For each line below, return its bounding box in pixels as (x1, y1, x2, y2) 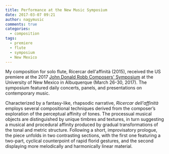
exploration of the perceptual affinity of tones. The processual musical (5, 111, 152, 117)
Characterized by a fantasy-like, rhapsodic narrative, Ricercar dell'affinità (5, 100, 158, 106)
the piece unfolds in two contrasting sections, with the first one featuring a (5, 133, 161, 139)
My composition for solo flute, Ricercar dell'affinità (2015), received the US (5, 69, 161, 75)
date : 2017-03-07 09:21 (5, 12, 56, 17)
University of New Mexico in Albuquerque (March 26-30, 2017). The (5, 79, 147, 85)
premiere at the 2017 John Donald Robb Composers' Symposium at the (5, 74, 153, 80)
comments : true (5, 21, 37, 27)
